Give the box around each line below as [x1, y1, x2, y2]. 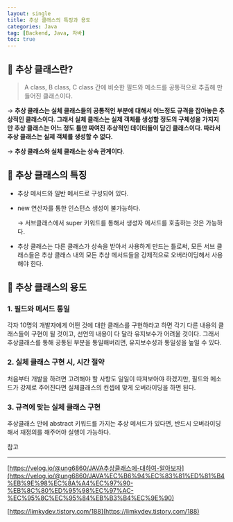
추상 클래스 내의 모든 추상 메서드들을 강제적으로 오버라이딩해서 [41, 250, 210, 259]
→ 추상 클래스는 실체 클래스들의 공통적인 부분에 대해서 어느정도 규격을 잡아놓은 [7, 106, 218, 114]
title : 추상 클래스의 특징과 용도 [7, 17, 91, 24]
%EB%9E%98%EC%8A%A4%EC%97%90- [7, 479, 134, 487]
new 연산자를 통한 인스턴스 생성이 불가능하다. [17, 204, 141, 212]
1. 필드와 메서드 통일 [7, 304, 71, 314]
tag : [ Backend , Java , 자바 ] [7, 29, 85, 37]
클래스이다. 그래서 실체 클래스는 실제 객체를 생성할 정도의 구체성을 [25, 115, 201, 123]
